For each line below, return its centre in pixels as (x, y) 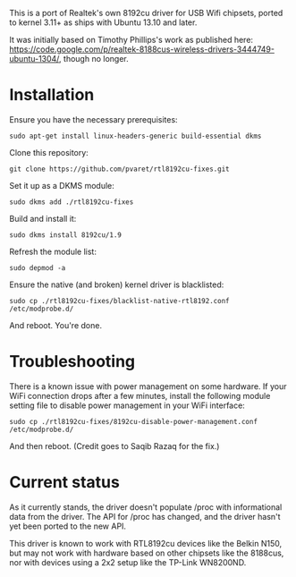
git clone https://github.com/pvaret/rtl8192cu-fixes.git (119, 169)
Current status (65, 483)
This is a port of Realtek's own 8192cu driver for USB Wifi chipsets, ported (146, 13)
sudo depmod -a (38, 267)
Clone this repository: (49, 152)
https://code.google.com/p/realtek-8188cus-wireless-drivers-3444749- (142, 49)
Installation (52, 95)
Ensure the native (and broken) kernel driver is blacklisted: (117, 284)
